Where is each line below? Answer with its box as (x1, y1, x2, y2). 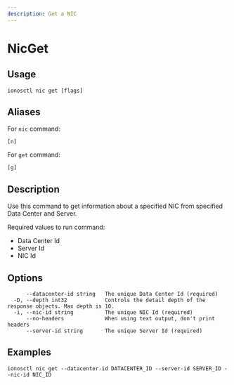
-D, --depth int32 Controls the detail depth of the (13, 296, 206, 304)
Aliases (7, 106, 41, 118)
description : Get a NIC (7, 10, 77, 18)
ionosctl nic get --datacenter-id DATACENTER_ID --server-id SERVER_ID (7, 365, 221, 372)
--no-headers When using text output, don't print (25, 315, 216, 322)
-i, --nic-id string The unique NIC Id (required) (13, 309, 193, 316)
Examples (7, 346, 51, 358)
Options (7, 272, 44, 284)
